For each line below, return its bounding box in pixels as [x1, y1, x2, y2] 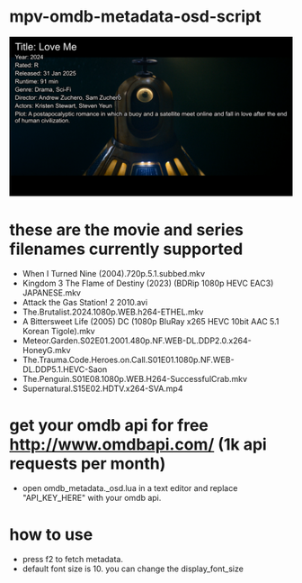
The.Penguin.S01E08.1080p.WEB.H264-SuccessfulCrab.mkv [22, 374, 248, 385]
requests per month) [9, 453, 166, 474]
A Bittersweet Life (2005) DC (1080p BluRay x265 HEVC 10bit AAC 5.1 [22, 316, 280, 327]
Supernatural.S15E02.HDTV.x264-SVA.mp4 [22, 383, 183, 394]
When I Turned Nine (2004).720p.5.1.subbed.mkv [22, 269, 205, 279]
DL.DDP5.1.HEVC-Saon [22, 364, 108, 375]
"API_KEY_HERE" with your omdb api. [22, 493, 162, 504]
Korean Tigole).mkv [22, 326, 96, 337]
